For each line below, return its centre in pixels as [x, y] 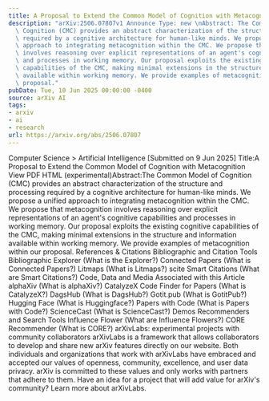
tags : [17, 105]
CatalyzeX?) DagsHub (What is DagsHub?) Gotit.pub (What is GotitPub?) [128, 294]
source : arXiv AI [37, 98]
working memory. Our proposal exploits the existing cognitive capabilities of [134, 226]
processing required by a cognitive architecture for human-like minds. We [130, 192]
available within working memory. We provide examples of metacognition [129, 243]
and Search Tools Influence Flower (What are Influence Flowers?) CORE [127, 320]
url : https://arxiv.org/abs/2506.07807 [75, 135]
